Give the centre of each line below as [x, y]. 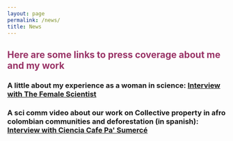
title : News [24, 26]
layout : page [26, 14]
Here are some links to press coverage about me [114, 55]
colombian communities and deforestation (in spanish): [103, 121]
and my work [36, 66]
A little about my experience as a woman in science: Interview [114, 85]
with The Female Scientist [52, 94]
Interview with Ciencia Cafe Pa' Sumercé [78, 130]
